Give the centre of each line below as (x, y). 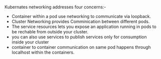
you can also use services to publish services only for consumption (79, 37)
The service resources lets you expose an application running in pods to (84, 27)
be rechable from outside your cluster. (50, 32)
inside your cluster (30, 42)
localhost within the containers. (43, 52)
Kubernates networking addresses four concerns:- (55, 7)
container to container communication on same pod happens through (81, 47)
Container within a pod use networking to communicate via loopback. (81, 16)
